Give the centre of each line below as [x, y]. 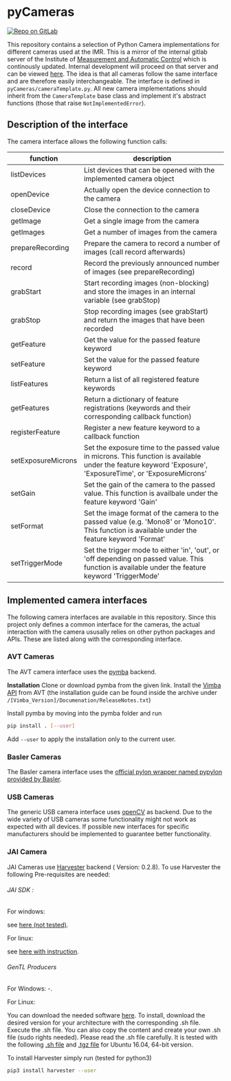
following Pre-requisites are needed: [59, 874]
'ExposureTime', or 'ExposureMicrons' [145, 473]
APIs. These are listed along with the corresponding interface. [95, 639]
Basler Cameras [34, 757]
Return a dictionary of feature [131, 399]
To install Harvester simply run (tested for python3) [80, 1058]
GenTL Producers [32, 967]
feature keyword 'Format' [124, 538]
